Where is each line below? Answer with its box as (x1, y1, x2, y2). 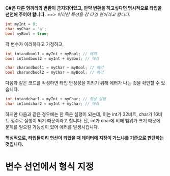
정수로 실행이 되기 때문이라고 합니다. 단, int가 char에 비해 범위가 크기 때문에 (10, 117, 161, 123)
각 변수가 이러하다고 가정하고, (5, 41, 64, 47)
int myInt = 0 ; (5, 21, 38, 27)
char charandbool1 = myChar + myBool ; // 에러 (5, 65, 104, 71)
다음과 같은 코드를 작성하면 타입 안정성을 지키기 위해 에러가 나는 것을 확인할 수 (5, 80, 160, 86)
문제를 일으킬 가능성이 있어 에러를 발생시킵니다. (5, 124, 99, 130)
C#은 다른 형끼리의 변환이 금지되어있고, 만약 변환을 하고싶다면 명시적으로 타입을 (5, 5, 162, 11)
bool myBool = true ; (5, 31, 49, 36)
